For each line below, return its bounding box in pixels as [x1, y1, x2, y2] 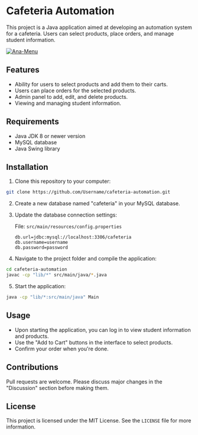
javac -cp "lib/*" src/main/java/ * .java [6, 272, 108, 278]
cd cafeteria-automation [6, 266, 67, 273]
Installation [6, 162, 48, 172]
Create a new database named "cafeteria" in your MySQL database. [14, 200, 180, 207]
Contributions [6, 362, 59, 372]
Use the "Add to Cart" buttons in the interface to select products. [14, 339, 173, 346]
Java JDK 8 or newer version [14, 132, 86, 140]
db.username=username [14, 240, 68, 246]
